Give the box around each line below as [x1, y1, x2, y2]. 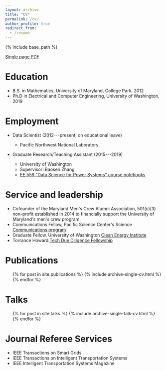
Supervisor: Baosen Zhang [19, 166, 75, 172]
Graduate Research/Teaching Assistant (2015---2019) [12, 151, 123, 157]
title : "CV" [5, 12, 30, 17]
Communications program [12, 227, 66, 233]
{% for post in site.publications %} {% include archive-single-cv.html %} [12, 271, 162, 277]
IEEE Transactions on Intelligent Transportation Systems [12, 355, 128, 361]
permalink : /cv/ [5, 16, 39, 21]
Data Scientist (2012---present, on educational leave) [12, 132, 122, 138]
